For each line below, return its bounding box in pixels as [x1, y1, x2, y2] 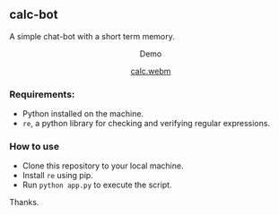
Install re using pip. [22, 170, 94, 181]
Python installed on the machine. [22, 108, 144, 119]
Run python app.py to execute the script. [22, 179, 172, 191]
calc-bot [9, 7, 58, 22]
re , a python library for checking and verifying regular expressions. [22, 118, 271, 129]
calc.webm [130, 65, 171, 76]
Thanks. [9, 197, 39, 208]
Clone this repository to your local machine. [22, 160, 184, 171]
